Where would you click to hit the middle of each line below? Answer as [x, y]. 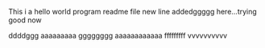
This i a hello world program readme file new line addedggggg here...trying [133, 12]
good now [25, 20]
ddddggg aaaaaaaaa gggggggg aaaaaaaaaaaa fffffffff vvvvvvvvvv [118, 36]
